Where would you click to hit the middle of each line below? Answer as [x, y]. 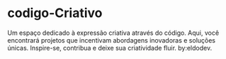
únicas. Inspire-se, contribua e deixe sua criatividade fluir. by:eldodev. [110, 48]
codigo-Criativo [55, 13]
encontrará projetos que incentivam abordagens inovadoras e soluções [112, 40]
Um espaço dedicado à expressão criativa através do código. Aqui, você [113, 33]
